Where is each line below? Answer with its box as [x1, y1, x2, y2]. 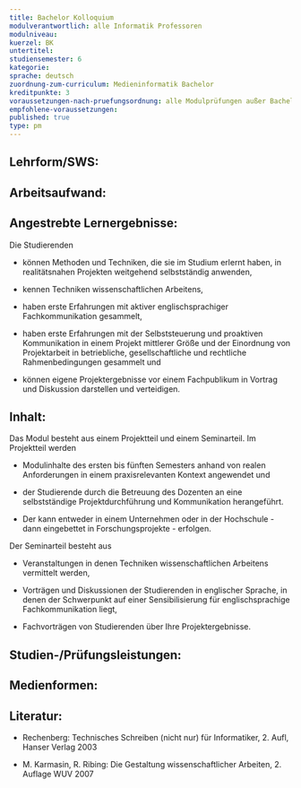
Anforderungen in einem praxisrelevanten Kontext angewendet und [21, 470, 271, 481]
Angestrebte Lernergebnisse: [9, 216, 178, 231]
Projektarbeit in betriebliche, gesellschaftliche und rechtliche [21, 347, 247, 358]
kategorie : [9, 64, 50, 73]
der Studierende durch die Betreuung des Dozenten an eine [21, 487, 243, 498]
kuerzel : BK [9, 38, 54, 48]
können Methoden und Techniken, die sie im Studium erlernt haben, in [21, 256, 282, 267]
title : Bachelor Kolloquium [9, 13, 115, 22]
